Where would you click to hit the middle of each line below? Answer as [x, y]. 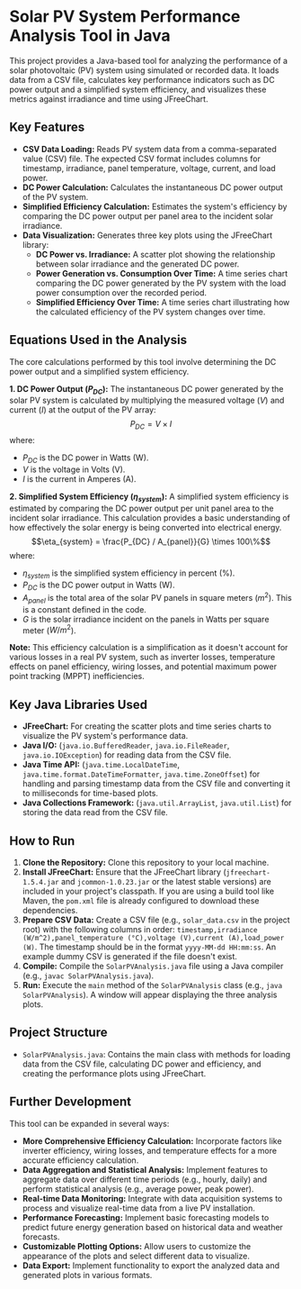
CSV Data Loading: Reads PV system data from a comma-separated [149, 149]
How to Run [42, 841]
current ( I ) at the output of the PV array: [83, 410]
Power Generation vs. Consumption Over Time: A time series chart [162, 273]
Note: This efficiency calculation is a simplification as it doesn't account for [149, 648]
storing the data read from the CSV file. [95, 812]
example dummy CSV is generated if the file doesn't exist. [130, 957]
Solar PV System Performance [125, 17]
